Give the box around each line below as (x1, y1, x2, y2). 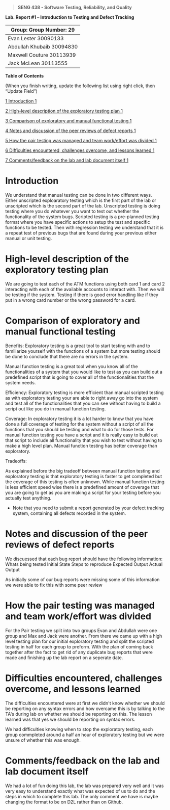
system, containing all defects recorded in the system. (12, 510, 126, 516)
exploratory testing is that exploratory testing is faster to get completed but (5, 473, 162, 479)
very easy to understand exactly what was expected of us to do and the (5, 788, 156, 794)
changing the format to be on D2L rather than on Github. (5, 799, 123, 805)
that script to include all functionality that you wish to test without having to (5, 437, 162, 443)
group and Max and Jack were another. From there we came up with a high (5, 633, 162, 639)
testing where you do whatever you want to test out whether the (5, 208, 140, 214)
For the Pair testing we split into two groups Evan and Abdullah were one (5, 627, 157, 634)
